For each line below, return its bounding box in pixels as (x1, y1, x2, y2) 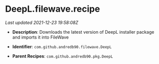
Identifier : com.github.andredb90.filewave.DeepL (12, 43, 112, 49)
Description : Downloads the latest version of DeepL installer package (12, 29, 155, 35)
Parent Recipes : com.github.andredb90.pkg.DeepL (12, 53, 113, 59)
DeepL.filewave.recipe (5, 3, 100, 15)
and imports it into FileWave (12, 34, 69, 40)
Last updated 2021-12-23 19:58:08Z (5, 20, 79, 25)
